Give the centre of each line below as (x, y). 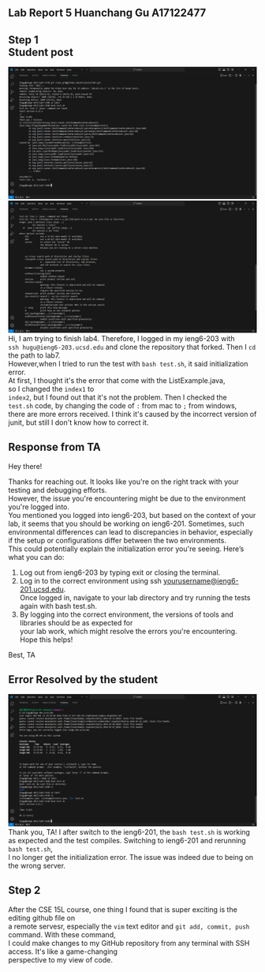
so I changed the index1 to (51, 388)
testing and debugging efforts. (58, 490)
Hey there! (25, 466)
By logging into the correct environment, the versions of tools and (127, 614)
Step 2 (24, 890)
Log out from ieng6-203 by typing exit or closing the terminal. (120, 572)
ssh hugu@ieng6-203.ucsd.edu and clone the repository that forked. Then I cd (132, 347)
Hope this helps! (46, 640)
